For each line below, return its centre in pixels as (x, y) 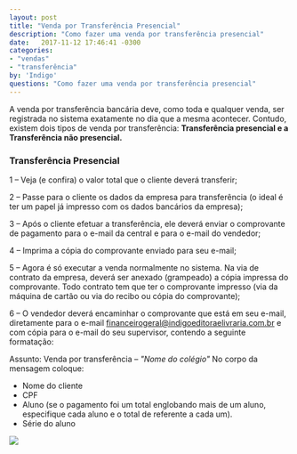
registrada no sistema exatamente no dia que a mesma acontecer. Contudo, (148, 118)
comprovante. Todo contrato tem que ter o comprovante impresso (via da (144, 287)
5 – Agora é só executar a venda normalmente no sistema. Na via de (134, 267)
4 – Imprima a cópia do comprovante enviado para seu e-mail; (123, 250)
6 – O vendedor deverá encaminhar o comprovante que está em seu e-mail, (148, 313)
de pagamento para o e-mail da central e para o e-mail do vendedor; (135, 233)
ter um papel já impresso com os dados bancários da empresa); (126, 207)
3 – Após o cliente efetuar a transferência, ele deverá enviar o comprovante (148, 223)
